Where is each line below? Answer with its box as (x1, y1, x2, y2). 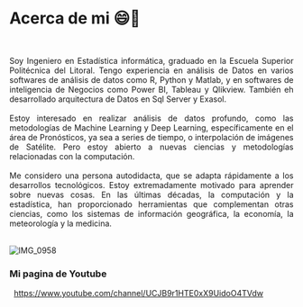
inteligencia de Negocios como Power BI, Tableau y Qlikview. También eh (9, 84, 294, 95)
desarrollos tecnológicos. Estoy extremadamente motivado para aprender (9, 179, 294, 190)
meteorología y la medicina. (9, 218, 113, 229)
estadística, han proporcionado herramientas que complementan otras (9, 198, 294, 210)
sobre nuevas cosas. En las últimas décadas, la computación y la (9, 189, 294, 200)
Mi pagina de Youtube (9, 267, 107, 280)
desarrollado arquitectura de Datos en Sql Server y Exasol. (9, 94, 227, 104)
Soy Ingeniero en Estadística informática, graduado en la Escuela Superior (9, 55, 294, 66)
